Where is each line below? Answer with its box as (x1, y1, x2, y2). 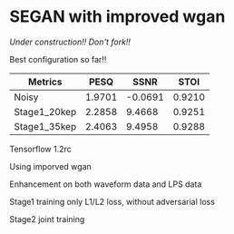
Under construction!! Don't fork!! (9, 36, 132, 47)
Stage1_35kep (14, 120, 77, 132)
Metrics (28, 75, 63, 88)
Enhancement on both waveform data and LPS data (9, 179, 202, 190)
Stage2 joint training (9, 213, 85, 224)
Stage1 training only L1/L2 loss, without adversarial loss (9, 196, 216, 207)
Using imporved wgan (9, 161, 93, 171)
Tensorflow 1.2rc (9, 143, 73, 154)
